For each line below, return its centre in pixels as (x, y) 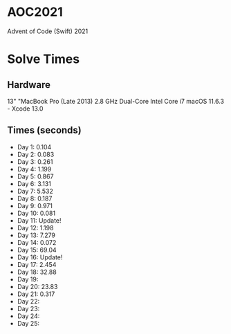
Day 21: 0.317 (36, 294)
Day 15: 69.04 (37, 250)
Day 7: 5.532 (35, 191)
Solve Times (44, 59)
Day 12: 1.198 (35, 228)
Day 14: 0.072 (37, 242)
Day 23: (28, 308)
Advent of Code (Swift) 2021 (48, 31)
